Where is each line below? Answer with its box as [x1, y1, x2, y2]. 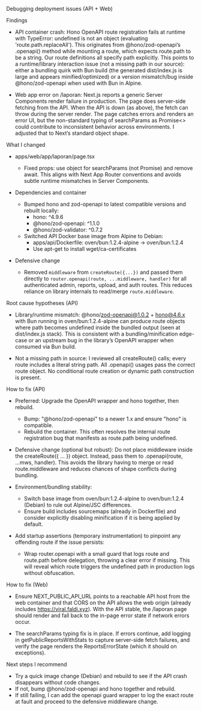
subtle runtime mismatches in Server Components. [23, 177, 150, 184]
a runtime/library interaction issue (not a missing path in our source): [14, 60, 185, 67]
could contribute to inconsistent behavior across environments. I [14, 123, 175, 130]
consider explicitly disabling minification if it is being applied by [23, 514, 181, 521]
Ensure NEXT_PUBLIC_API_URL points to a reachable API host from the [14, 592, 190, 600]
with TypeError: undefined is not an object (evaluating [14, 35, 148, 42]
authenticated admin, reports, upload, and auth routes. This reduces [23, 282, 193, 288]
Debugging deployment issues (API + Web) [6, 5, 113, 12]
